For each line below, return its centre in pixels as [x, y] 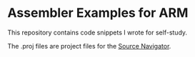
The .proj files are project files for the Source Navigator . [89, 46]
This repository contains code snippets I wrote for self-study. [97, 32]
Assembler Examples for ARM [98, 13]
